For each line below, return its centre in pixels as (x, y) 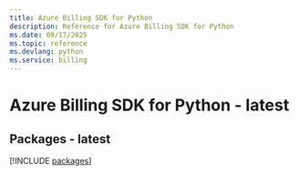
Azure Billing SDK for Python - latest (149, 105)
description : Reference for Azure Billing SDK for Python (122, 26)
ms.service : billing (49, 60)
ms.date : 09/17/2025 (49, 35)
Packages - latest (60, 139)
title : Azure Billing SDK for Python (81, 18)
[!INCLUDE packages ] (51, 161)
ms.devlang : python (46, 52)
